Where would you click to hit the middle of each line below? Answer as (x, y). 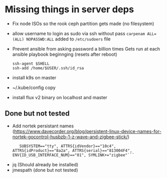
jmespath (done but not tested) (45, 170)
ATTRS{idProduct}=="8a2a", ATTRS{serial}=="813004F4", (72, 150)
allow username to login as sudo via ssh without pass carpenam (78, 33)
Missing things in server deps (69, 9)
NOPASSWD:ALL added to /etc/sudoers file (68, 39)
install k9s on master (34, 77)
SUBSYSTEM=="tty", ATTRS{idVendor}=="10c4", (68, 146)
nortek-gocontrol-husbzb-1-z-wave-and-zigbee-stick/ (70, 137)
